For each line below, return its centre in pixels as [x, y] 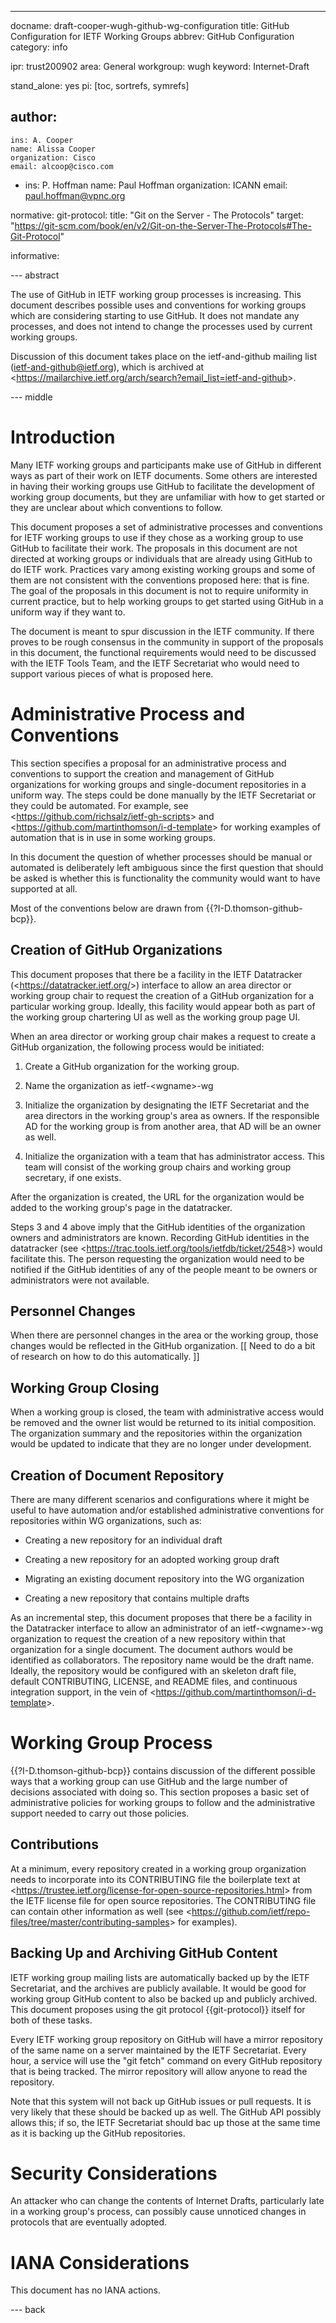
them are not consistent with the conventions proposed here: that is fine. [160, 580]
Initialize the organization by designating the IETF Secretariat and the [167, 1105]
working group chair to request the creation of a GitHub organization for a [162, 995]
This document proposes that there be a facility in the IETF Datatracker [156, 974]
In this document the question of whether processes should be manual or [161, 857]
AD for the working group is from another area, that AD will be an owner [173, 1126]
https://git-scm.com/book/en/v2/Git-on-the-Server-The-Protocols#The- [163, 225]
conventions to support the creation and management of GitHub [142, 773]
